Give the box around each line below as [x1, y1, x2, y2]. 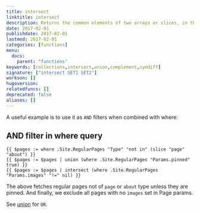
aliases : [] [6, 97, 36, 103]
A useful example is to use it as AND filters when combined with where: [6, 114, 179, 121]
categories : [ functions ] [6, 42, 68, 48]
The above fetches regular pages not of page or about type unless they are [6, 183, 189, 190]
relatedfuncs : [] [6, 86, 49, 92]
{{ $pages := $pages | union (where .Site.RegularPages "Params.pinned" [6, 157, 190, 163]
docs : [11, 53, 26, 59]
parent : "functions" [17, 58, 68, 64]
